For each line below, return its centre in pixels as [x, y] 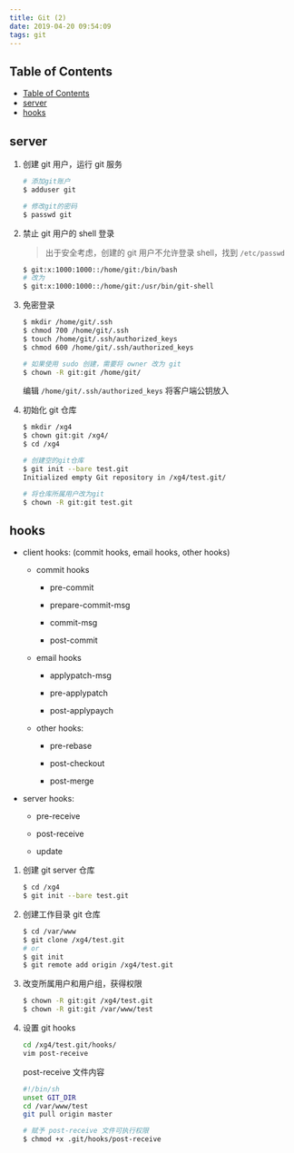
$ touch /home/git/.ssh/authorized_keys [100, 339]
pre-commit [72, 587]
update [49, 852]
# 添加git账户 [46, 182]
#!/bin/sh [41, 1089]
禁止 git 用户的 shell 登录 [69, 233]
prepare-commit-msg [90, 606]
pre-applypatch [79, 693]
